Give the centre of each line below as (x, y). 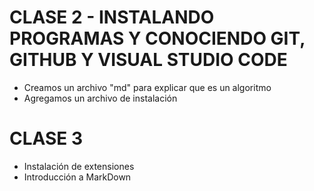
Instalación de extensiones (79, 166)
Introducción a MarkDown (77, 177)
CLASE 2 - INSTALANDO (112, 17)
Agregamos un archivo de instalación (100, 98)
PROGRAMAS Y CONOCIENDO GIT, (157, 38)
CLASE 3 (46, 138)
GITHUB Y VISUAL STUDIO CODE (148, 60)
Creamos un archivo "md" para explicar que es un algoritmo (147, 87)
